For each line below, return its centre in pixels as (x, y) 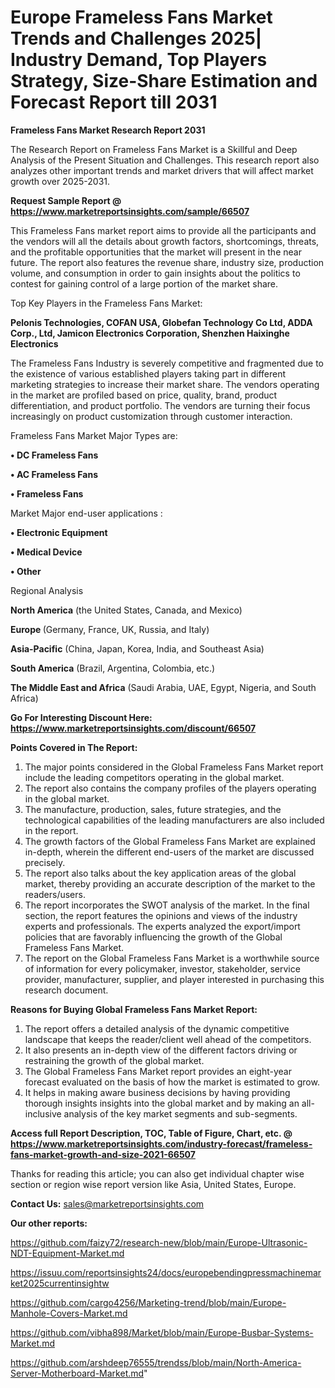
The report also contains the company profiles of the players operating (170, 788)
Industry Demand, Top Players (139, 60)
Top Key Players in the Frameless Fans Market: (106, 303)
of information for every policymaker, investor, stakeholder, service (162, 968)
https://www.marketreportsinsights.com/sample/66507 (130, 211)
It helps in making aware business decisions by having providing (157, 1092)
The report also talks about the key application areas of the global (160, 873)
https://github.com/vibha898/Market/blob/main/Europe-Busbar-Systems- (162, 1332)
